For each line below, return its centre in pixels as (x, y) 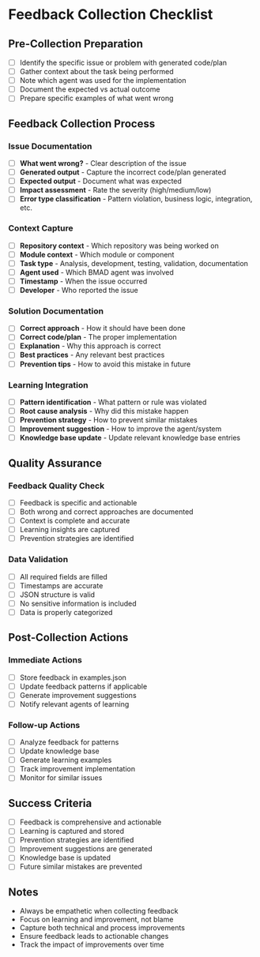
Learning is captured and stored (72, 831)
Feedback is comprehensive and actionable (90, 822)
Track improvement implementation (77, 769)
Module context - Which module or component (97, 254)
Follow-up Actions (44, 725)
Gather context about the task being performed (96, 72)
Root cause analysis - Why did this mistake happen (104, 411)
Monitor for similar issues (61, 778)
